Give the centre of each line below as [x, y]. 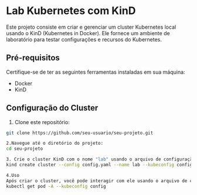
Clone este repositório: [42, 122]
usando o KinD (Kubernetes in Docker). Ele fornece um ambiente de [88, 33]
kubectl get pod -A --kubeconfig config [56, 186]
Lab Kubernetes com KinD [71, 11]
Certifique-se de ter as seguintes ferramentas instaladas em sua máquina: [96, 72]
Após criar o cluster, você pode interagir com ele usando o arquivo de [97, 181]
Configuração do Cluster [52, 108]
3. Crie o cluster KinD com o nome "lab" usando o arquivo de [84, 159]
